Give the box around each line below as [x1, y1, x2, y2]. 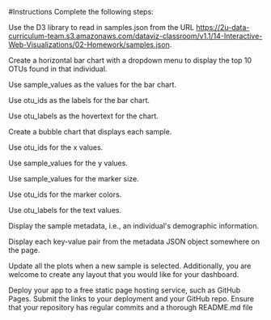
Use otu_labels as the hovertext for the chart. [8, 111, 159, 121]
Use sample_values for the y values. [8, 158, 128, 168]
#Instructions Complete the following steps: [8, 7, 154, 16]
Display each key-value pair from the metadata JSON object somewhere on [8, 237, 260, 246]
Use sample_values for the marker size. [8, 174, 139, 183]
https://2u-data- [195, 23, 250, 32]
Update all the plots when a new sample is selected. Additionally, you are [8, 261, 252, 271]
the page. [8, 245, 40, 254]
